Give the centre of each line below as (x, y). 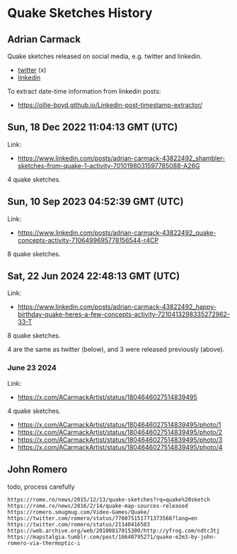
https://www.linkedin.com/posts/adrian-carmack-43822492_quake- (117, 233)
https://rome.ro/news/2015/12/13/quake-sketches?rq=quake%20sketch (109, 499)
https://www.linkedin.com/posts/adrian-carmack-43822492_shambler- (121, 158)
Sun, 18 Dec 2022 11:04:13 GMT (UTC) (93, 127)
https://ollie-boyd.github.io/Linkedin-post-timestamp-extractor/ (110, 105)
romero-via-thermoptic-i (44, 543)
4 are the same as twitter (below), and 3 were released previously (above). (116, 350)
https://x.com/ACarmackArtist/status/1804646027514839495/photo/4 (120, 447)
